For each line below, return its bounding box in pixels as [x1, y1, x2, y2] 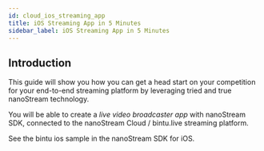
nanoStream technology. [8, 94, 90, 104]
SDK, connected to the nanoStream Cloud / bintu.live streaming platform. [8, 118, 250, 128]
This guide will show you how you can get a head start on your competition [8, 77, 256, 87]
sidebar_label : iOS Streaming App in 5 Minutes [8, 26, 170, 34]
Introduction [8, 56, 72, 70]
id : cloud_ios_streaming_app [8, 11, 106, 20]
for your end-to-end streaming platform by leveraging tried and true [8, 85, 232, 96]
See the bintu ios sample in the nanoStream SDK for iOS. [8, 133, 195, 144]
